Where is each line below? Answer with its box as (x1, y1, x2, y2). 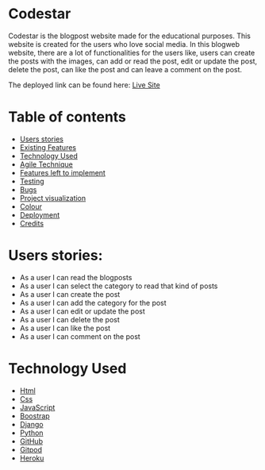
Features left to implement (19, 168, 106, 177)
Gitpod (19, 445, 42, 454)
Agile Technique (19, 160, 73, 169)
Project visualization (19, 193, 86, 202)
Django (19, 419, 44, 429)
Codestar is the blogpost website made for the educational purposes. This (8, 31, 252, 40)
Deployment (19, 210, 60, 219)
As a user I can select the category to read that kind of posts (19, 281, 218, 291)
